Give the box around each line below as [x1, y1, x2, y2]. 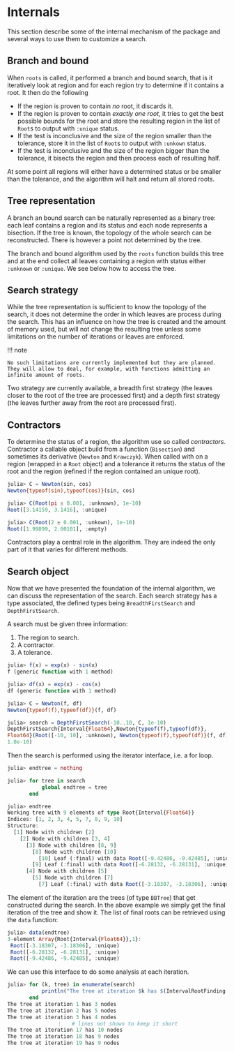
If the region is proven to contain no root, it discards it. [17, 102, 173, 110]
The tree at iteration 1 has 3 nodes [7, 1000, 117, 1007]
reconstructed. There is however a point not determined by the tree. [7, 235, 202, 244]
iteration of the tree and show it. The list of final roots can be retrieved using [7, 908, 226, 917]
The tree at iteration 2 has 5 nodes [7, 1007, 117, 1014]
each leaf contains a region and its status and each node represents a [7, 221, 208, 229]
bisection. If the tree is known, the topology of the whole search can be [7, 228, 212, 237]
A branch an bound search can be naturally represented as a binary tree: [7, 214, 216, 222]
